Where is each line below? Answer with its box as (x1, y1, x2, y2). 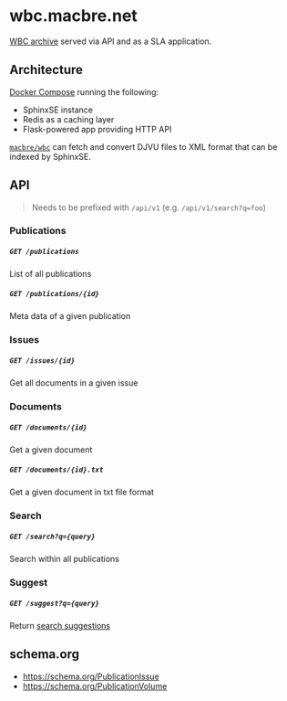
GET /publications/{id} (9, 290, 100, 299)
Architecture (9, 62, 84, 78)
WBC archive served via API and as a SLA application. (9, 36, 212, 47)
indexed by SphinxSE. (9, 151, 91, 162)
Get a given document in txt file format (9, 486, 155, 498)
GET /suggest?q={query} (9, 599, 100, 608)
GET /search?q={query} (9, 532, 96, 541)
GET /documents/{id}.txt (9, 465, 104, 474)
